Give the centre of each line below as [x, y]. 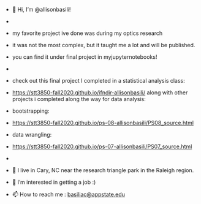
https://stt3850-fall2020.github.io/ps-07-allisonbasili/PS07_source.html [102, 146]
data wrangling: [32, 134]
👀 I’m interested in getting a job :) [54, 182]
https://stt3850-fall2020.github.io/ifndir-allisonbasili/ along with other [100, 93]
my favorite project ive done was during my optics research [87, 33]
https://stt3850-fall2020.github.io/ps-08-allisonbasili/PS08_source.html [103, 123]
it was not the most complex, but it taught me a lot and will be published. [104, 45]
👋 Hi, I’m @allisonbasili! [41, 9]
